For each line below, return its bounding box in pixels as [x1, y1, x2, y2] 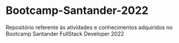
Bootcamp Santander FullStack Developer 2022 [5, 30, 125, 37]
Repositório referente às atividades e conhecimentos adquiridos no [5, 24, 173, 31]
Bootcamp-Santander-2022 [5, 4, 149, 18]
